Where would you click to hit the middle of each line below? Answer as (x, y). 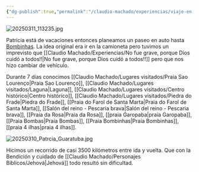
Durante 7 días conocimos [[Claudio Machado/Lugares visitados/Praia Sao (97, 77)
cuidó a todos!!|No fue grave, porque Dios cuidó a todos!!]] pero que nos (95, 59)
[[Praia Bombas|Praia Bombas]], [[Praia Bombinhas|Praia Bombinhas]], (92, 121)
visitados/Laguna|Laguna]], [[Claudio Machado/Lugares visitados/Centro (95, 89)
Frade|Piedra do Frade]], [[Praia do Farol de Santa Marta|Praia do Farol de (96, 102)
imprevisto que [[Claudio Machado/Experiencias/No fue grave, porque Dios (98, 52)
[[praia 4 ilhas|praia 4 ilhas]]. (41, 127)
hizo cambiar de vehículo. (38, 65)
